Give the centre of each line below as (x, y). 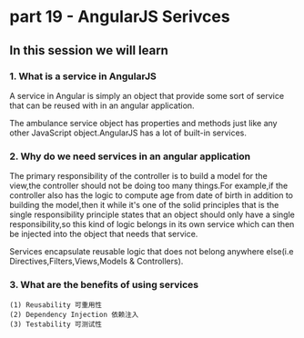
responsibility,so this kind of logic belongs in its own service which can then (152, 224)
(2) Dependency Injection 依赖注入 (74, 315)
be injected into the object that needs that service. (104, 234)
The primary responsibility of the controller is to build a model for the (139, 176)
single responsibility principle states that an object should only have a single (152, 214)
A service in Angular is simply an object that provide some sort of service (147, 95)
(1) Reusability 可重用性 (56, 305)
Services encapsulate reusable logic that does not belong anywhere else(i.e (152, 252)
